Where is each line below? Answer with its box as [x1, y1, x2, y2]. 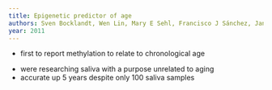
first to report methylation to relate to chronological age [19, 49, 205, 59]
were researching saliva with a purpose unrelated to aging [19, 64, 215, 74]
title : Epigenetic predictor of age [8, 11, 132, 20]
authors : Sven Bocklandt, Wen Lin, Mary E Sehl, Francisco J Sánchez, [8, 19, 252, 27]
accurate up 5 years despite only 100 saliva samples [19, 73, 195, 83]
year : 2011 [8, 27, 45, 35]
